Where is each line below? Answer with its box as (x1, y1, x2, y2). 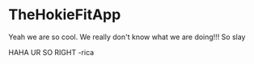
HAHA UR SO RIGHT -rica (8, 47, 95, 57)
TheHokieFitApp (8, 6, 121, 24)
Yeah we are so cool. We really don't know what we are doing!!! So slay (8, 32, 246, 42)
